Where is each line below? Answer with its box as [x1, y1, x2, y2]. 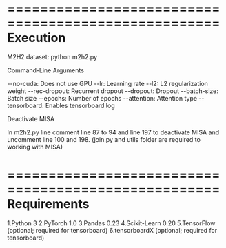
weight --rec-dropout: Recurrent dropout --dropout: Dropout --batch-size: [7, 87, 219, 95]
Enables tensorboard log [45, 101, 115, 110]
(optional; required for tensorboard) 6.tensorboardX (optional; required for [7, 226, 218, 234]
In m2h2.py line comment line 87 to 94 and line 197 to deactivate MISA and [7, 128, 219, 136]
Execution [7, 30, 66, 45]
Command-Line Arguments [7, 66, 85, 74]
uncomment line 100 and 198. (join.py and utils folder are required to [7, 135, 201, 143]
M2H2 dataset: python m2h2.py [7, 52, 98, 61]
